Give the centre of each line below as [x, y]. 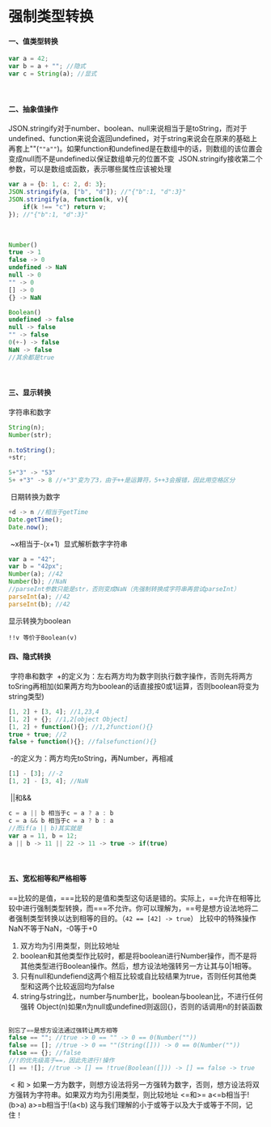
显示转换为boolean [40, 620]
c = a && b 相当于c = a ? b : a [61, 821]
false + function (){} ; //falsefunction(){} [83, 742]
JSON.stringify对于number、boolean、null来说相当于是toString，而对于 [128, 129]
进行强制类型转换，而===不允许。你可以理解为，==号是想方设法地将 [137, 908]
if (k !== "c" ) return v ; [65, 207]
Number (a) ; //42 [36, 574]
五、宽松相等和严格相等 [47, 878]
